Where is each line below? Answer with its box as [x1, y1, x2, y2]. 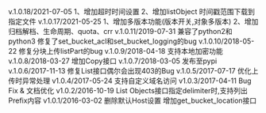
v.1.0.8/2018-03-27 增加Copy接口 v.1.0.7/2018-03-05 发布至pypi [8, 56, 218, 66]
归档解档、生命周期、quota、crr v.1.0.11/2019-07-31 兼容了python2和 [8, 27, 233, 36]
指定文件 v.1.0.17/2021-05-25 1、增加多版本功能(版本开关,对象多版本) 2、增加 [8, 17, 259, 26]
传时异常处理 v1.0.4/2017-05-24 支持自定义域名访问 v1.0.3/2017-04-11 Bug [8, 76, 252, 85]
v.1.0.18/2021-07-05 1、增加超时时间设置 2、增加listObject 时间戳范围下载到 [8, 7, 256, 16]
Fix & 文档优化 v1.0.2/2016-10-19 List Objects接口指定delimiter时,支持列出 [8, 86, 248, 95]
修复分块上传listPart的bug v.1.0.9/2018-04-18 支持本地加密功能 [18, 47, 224, 55]
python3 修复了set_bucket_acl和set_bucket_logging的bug [8, 36, 197, 46]
